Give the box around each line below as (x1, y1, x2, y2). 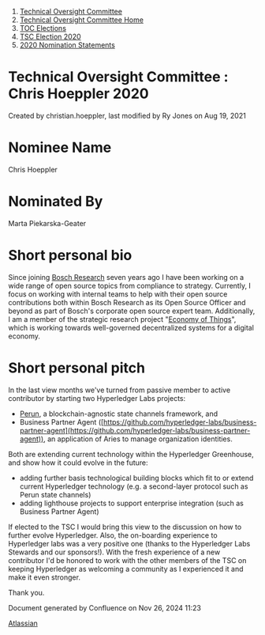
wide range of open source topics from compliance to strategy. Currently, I (8, 281, 251, 290)
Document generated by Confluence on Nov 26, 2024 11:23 (8, 603, 201, 612)
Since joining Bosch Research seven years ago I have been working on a (8, 272, 244, 282)
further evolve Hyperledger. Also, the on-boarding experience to (8, 530, 218, 540)
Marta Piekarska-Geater (8, 218, 87, 228)
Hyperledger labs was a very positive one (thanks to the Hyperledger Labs (8, 539, 251, 548)
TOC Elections (19, 24, 67, 32)
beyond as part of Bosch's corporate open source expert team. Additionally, (8, 306, 256, 316)
